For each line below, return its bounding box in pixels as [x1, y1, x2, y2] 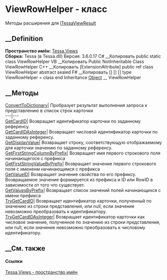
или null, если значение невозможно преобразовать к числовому [5, 224, 146, 230]
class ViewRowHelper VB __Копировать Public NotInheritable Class [5, 58, 145, 64]
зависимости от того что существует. [5, 181, 85, 188]
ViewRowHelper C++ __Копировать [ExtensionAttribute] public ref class [5, 63, 154, 69]
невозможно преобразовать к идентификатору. [5, 208, 107, 214]
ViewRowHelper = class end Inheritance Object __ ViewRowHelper [5, 74, 141, 80]
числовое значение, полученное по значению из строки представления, [5, 219, 161, 225]
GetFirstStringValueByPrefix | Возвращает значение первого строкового [5, 160, 157, 166]
